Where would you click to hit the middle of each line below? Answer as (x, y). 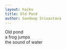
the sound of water (24, 42)
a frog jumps (18, 37)
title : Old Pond (21, 14)
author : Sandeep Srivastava (33, 18)
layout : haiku (19, 9)
